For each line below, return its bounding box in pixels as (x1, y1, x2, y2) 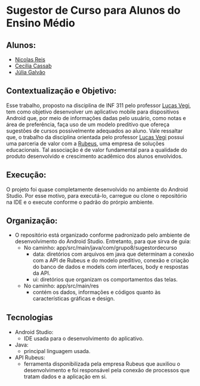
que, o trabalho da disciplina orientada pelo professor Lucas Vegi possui (6, 133, 184, 140)
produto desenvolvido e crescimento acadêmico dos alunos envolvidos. (6, 152, 183, 160)
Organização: (6, 216, 58, 226)
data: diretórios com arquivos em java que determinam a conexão (32, 250, 194, 258)
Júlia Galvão (14, 69, 46, 75)
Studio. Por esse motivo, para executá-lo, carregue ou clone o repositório (6, 192, 187, 199)
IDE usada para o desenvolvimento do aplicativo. (23, 335, 144, 342)
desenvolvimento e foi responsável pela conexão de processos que (23, 367, 190, 374)
